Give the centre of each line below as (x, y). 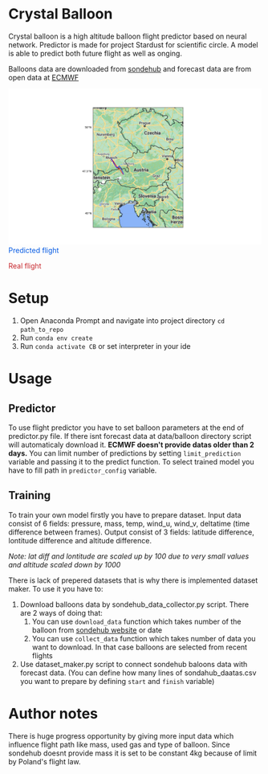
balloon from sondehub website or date (97, 630)
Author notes (53, 713)
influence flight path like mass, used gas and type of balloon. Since (119, 744)
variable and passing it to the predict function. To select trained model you (131, 461)
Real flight (25, 266)
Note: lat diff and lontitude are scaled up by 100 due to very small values (129, 556)
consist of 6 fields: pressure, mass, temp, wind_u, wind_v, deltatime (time (129, 523)
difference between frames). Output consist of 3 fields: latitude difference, (131, 532)
